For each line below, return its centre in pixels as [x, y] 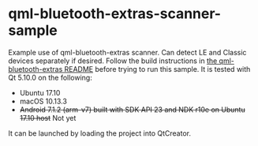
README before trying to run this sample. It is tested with [157, 69]
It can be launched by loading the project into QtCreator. [100, 133]
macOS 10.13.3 [43, 101]
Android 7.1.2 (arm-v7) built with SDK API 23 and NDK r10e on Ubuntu [133, 109]
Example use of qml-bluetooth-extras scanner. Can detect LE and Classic [127, 52]
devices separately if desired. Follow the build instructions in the [113, 61]
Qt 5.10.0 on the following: [50, 77]
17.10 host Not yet [48, 118]
